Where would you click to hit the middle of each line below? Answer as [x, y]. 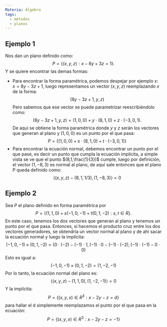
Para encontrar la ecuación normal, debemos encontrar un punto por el [85, 149]
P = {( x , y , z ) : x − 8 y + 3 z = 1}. [83, 64]
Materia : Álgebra [23, 10]
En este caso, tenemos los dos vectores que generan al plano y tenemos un [83, 221]
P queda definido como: [37, 170]
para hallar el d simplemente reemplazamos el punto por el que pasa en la [81, 305]
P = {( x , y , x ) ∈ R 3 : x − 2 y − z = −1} [83, 319]
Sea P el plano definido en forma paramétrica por [56, 205]
